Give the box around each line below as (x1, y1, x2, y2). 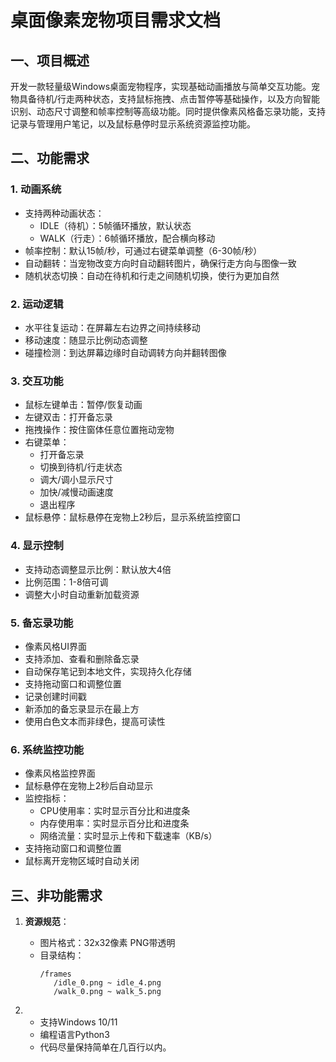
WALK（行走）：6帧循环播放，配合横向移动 (39, 232, 216, 244)
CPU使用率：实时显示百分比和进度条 (39, 805, 191, 817)
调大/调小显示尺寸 (39, 474, 114, 486)
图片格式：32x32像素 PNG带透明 (39, 936, 176, 948)
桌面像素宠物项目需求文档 (10, 9, 222, 32)
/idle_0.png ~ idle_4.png (53, 977, 162, 988)
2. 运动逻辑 (10, 297, 64, 311)
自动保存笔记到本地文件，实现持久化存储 (24, 665, 192, 677)
